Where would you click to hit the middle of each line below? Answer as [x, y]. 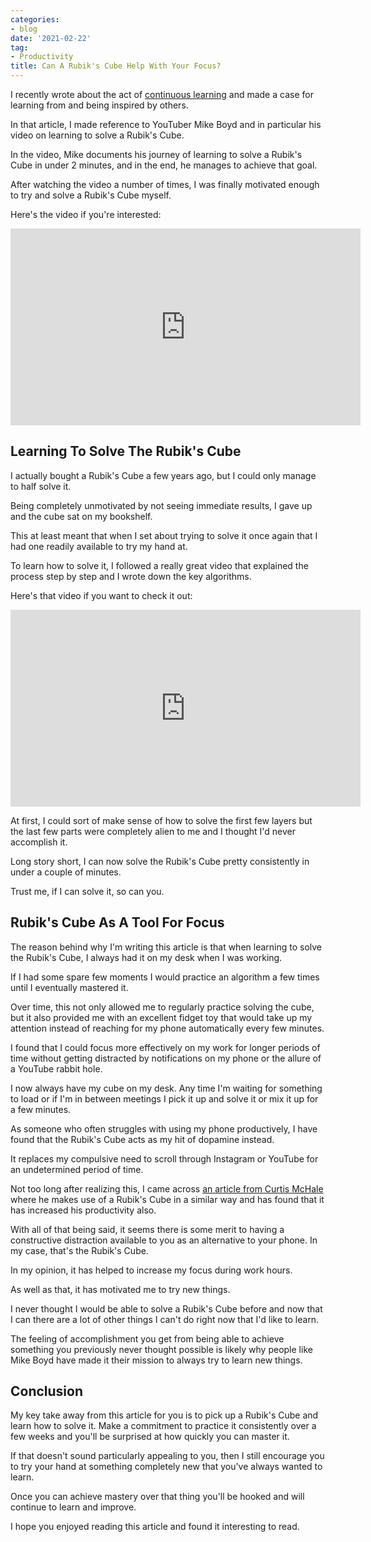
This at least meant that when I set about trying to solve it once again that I [164, 535]
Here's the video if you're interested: [86, 214]
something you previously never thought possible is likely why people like [161, 1349]
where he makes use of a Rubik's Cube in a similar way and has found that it [167, 1199]
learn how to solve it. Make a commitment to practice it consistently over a [163, 1426]
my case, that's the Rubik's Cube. [79, 1250]
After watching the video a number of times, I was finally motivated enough [165, 184]
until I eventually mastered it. [69, 987]
